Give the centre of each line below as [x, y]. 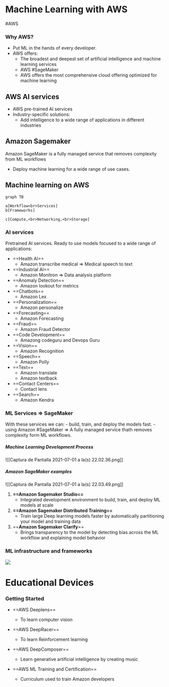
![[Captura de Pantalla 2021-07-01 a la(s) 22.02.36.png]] [64, 460]
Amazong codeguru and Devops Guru [60, 340]
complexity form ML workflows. [38, 435]
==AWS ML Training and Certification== [55, 669]
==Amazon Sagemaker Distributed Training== [63, 511]
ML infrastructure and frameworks [49, 551]
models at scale [37, 505]
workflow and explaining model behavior [63, 538]
